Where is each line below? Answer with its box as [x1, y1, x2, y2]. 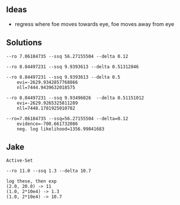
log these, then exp [6, 178, 57, 184]
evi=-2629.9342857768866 [17, 79, 78, 85]
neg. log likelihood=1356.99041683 [17, 126, 105, 132]
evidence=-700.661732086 [17, 121, 78, 127]
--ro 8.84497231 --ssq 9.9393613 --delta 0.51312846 [6, 63, 139, 70]
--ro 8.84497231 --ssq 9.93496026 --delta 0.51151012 [6, 95, 144, 101]
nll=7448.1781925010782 [17, 105, 76, 111]
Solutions [6, 38, 43, 48]
